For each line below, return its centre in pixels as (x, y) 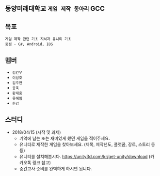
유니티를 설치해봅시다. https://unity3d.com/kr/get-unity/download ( (85, 156)
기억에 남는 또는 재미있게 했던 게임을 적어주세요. (64, 138)
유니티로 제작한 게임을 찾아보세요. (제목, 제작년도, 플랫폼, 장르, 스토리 (85, 144)
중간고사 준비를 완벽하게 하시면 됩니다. (56, 168)
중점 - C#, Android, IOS (29, 44)
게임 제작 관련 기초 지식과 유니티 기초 (38, 39)
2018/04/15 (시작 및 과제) (36, 132)
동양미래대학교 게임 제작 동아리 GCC (55, 9)
